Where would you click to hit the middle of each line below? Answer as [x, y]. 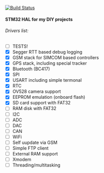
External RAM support [35, 153]
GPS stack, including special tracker [49, 63]
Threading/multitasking [36, 165]
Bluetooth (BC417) [31, 69]
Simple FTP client [30, 148]
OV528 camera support [36, 92]
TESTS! [20, 46]
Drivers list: [17, 31]
